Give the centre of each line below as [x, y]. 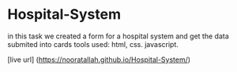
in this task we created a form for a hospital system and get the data [118, 36]
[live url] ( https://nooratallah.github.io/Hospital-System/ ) [99, 59]
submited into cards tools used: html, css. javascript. [93, 44]
